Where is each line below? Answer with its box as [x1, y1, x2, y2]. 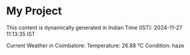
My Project [6, 4, 62, 18]
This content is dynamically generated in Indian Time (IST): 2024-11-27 [6, 24, 183, 31]
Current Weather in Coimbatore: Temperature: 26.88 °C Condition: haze [6, 42, 185, 49]
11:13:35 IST [6, 30, 36, 37]
